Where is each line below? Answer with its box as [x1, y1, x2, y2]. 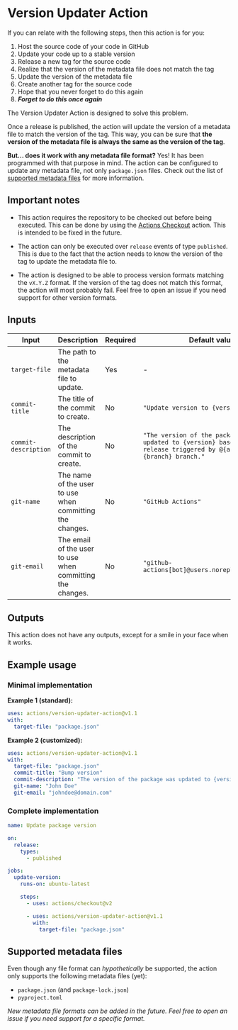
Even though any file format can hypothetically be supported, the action [7, 964, 217, 973]
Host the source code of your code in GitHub [17, 42, 149, 50]
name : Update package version [7, 822, 97, 829]
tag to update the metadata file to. [17, 257, 118, 265]
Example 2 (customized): [7, 736, 83, 744]
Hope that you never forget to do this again [17, 87, 144, 96]
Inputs [7, 314, 37, 326]
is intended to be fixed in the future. [17, 228, 123, 237]
